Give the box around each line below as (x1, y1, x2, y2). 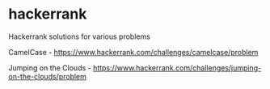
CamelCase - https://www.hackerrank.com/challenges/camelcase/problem (8, 47, 259, 57)
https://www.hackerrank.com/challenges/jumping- (92, 62, 262, 73)
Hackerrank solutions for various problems (8, 32, 151, 41)
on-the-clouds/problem (8, 71, 87, 81)
